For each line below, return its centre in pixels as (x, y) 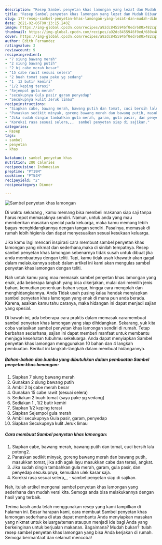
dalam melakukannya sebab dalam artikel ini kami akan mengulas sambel (78, 263)
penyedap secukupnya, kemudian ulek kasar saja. (61, 472)
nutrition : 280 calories (30, 162)
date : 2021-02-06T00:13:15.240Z (37, 23)
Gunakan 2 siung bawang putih (43, 382)
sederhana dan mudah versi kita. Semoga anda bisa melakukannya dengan (80, 492)
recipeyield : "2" (22, 180)
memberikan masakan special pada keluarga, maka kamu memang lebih (77, 222)
